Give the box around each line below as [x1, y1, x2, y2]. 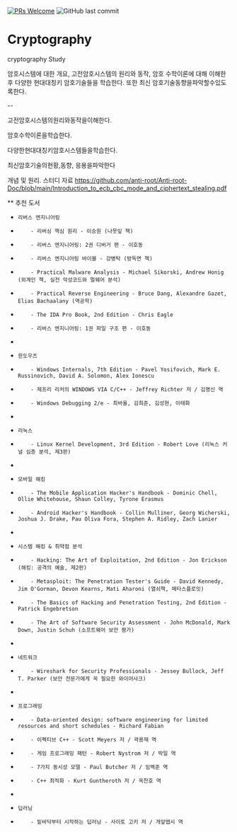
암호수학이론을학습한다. [7, 131, 72, 139]
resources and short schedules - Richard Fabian [17, 722, 164, 729]
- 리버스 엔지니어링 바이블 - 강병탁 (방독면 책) [30, 255, 154, 262]
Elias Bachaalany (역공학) [17, 297, 93, 304]
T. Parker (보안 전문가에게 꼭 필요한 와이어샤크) [17, 675, 146, 682]
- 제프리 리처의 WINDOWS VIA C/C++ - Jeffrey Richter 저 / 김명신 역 [30, 386, 224, 393]
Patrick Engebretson [17, 605, 79, 612]
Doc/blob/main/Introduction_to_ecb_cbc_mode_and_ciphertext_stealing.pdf [7, 184, 227, 192]
